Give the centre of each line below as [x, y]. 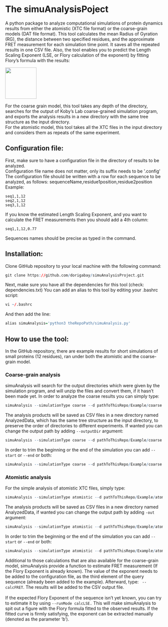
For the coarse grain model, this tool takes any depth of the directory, [77, 106]
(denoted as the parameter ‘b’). [37, 619]
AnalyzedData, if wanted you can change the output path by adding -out [80, 512]
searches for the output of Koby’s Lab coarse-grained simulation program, [82, 111]
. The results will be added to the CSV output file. [74, 587]
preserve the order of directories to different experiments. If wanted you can [84, 426]
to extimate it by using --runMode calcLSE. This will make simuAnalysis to [81, 603]
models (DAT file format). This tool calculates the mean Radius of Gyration [81, 34]
